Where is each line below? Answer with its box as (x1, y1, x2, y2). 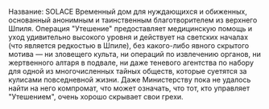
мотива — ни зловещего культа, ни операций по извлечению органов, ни (8, 50, 262, 59)
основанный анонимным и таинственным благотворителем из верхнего (8, 15, 258, 25)
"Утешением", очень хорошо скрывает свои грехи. (8, 92, 184, 101)
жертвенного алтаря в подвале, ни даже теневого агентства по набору (8, 58, 255, 67)
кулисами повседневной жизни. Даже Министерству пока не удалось (8, 75, 251, 84)
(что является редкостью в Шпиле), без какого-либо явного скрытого (8, 41, 250, 50)
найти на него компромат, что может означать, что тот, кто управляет (8, 83, 250, 93)
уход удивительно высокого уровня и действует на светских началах (8, 32, 248, 42)
